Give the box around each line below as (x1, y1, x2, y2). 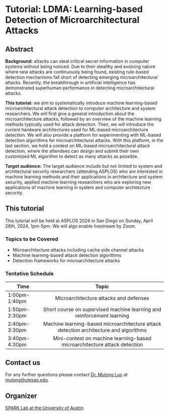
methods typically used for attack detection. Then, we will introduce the (5, 122, 154, 127)
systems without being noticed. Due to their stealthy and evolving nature (5, 64, 156, 69)
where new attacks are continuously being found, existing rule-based (5, 69, 149, 75)
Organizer (5, 391, 38, 400)
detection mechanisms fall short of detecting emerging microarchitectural (5, 74, 158, 80)
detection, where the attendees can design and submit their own (5, 148, 139, 154)
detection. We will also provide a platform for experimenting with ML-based (5, 132, 161, 138)
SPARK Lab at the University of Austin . (5, 405, 85, 411)
